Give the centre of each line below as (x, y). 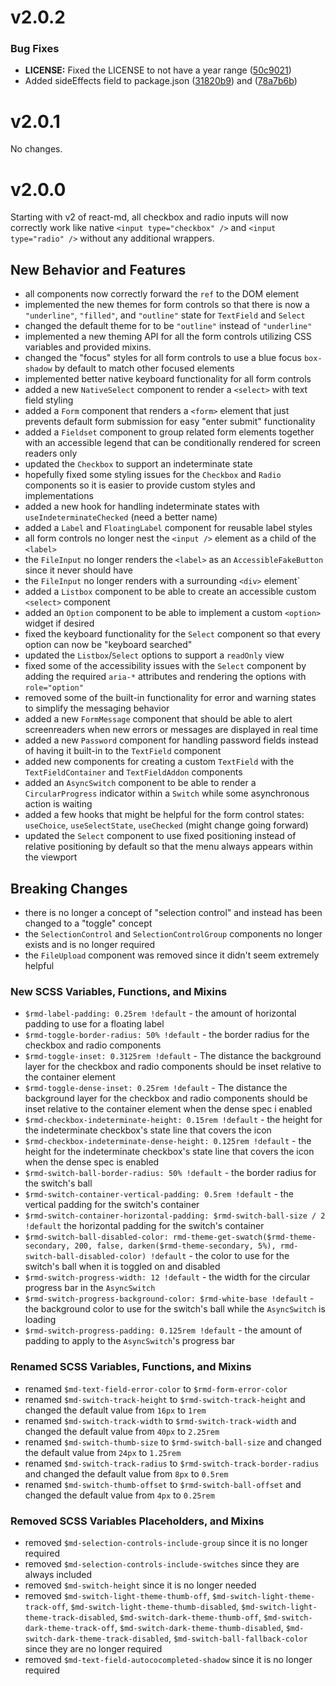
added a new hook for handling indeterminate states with (142, 507)
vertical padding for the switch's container (112, 1205)
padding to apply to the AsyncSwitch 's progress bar (130, 1341)
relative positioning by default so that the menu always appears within (169, 847)
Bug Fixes (35, 49)
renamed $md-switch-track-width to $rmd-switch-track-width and (160, 1420)
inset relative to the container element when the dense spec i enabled (168, 1109)
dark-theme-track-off (69, 1628)
